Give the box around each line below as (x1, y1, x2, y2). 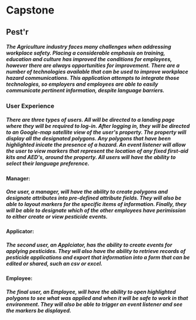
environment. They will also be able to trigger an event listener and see (6, 301, 183, 308)
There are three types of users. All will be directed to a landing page (6, 116, 175, 123)
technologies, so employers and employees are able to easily (6, 80, 159, 88)
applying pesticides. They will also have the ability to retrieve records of (6, 248, 186, 255)
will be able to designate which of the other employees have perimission (6, 207, 186, 214)
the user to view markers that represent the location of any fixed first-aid (6, 147, 188, 154)
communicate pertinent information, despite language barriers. (6, 87, 165, 94)
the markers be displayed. (6, 307, 71, 314)
